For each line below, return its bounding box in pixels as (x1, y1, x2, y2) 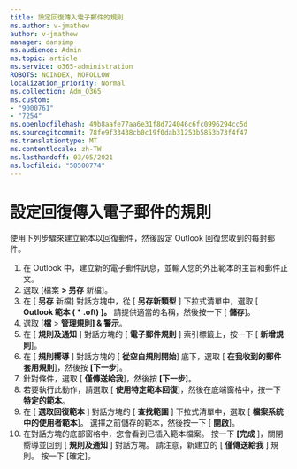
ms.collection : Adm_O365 (10, 87, 102, 96)
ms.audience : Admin (10, 46, 82, 55)
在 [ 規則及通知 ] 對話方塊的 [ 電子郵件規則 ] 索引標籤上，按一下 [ (22, 329, 259, 340)
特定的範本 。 (22, 396, 70, 406)
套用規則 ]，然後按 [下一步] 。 (22, 362, 127, 373)
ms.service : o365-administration (10, 63, 133, 72)
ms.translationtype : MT (10, 136, 98, 145)
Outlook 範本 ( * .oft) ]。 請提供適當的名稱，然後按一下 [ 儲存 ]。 (22, 307, 255, 318)
